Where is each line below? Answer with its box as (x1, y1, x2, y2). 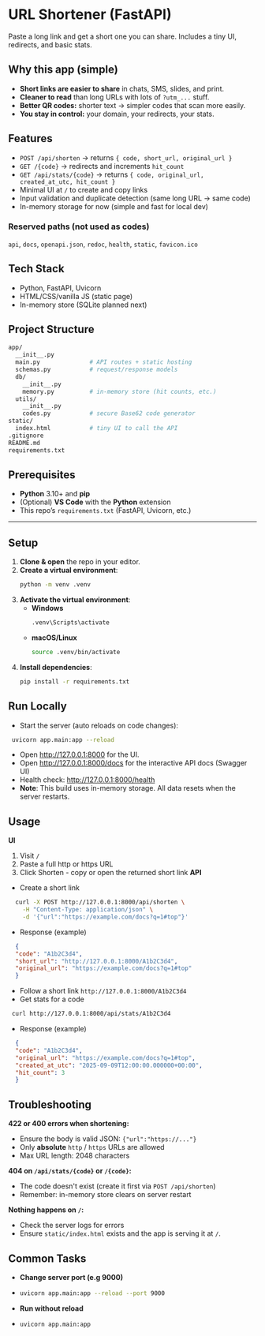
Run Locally (8, 700, 67, 713)
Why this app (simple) (8, 63, 118, 77)
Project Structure (8, 323, 95, 336)
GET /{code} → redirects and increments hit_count (19, 161, 185, 170)
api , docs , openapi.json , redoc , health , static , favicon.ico (8, 239, 199, 249)
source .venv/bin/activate (31, 648, 121, 656)
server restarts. (19, 791, 70, 802)
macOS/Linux (31, 633, 77, 642)
